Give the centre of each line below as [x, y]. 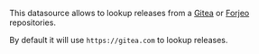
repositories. [33, 22]
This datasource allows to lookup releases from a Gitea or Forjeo [129, 13]
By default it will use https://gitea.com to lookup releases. [119, 40]
